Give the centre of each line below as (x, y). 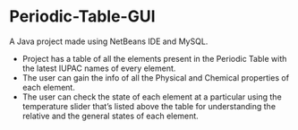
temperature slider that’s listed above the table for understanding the (149, 106)
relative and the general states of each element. (110, 116)
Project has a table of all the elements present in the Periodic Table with (154, 58)
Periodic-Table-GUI (82, 17)
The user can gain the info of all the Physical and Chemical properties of (155, 77)
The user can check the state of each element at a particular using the (152, 97)
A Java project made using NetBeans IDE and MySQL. (109, 41)
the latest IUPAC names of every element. (99, 68)
